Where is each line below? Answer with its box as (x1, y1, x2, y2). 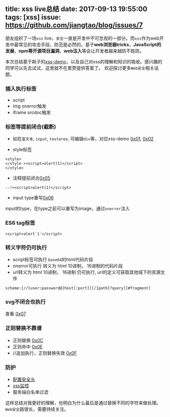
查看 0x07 (5, 311, 26, 317)
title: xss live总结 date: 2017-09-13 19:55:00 (5, 5, 148, 14)
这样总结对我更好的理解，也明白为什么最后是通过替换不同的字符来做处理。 (5, 400, 161, 406)
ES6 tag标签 (5, 220, 36, 227)
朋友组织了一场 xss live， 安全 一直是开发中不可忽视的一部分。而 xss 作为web (5, 35, 160, 41)
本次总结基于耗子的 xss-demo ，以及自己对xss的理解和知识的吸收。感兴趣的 (5, 58, 162, 64)
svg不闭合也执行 (5, 298, 46, 305)
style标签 (12, 147, 32, 153)
